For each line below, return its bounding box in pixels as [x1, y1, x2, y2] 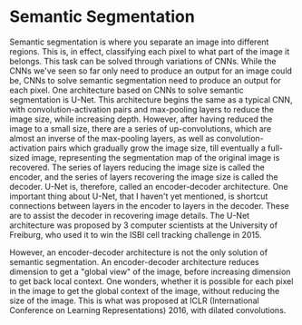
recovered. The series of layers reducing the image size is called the [9, 162, 265, 172]
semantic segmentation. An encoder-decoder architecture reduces [9, 256, 260, 267]
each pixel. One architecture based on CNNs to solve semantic [9, 84, 244, 95]
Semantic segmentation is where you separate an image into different [9, 36, 269, 47]
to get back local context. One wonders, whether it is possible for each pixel [9, 275, 294, 287]
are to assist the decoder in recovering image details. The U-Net [9, 210, 250, 221]
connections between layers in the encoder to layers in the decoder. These [9, 200, 290, 211]
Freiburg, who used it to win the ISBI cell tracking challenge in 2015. [9, 229, 262, 240]
